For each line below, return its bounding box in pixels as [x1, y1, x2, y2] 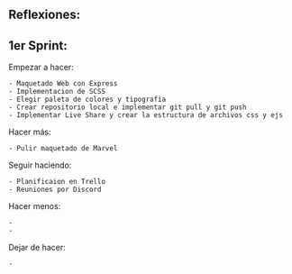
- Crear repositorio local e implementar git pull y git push [8, 103, 247, 112]
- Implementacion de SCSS [8, 87, 105, 96]
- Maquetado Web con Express [8, 79, 118, 88]
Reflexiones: [8, 7, 81, 23]
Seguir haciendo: [8, 160, 72, 170]
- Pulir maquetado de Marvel [8, 144, 118, 153]
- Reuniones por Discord [8, 185, 102, 195]
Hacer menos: [8, 201, 61, 212]
